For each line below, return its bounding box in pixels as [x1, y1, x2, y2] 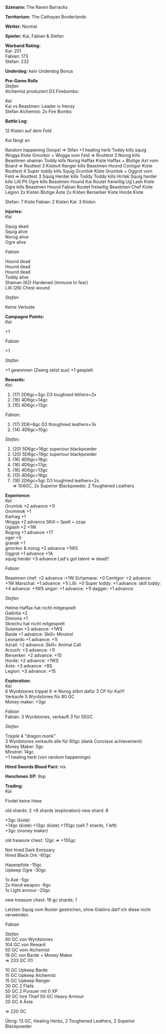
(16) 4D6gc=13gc [12, 467, 48, 473]
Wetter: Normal [5, 23, 37, 29]
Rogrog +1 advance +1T [5, 529, 54, 535]
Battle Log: [5, 118, 28, 124]
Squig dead [5, 223, 29, 229]
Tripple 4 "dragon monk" [5, 733, 56, 739]
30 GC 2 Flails [5, 983, 34, 989]
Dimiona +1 [5, 615, 28, 621]
